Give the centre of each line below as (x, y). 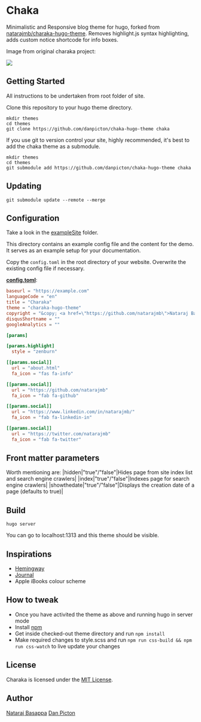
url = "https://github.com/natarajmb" (60, 390)
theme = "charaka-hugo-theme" (44, 308)
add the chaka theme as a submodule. (53, 146)
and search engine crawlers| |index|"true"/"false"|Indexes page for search (98, 479)
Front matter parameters (53, 458)
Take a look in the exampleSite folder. (52, 233)
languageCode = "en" (32, 297)
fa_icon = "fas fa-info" (42, 374)
